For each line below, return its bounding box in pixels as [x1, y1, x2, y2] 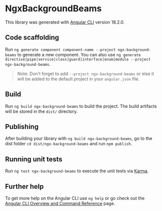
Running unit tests [5, 155, 63, 163]
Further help [5, 182, 44, 190]
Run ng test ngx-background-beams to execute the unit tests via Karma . [5, 168, 149, 174]
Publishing [5, 122, 39, 131]
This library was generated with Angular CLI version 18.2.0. [5, 19, 125, 25]
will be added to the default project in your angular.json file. [17, 76, 140, 81]
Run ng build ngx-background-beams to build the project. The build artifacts [5, 103, 157, 109]
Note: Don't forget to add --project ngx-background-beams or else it [17, 71, 154, 77]
